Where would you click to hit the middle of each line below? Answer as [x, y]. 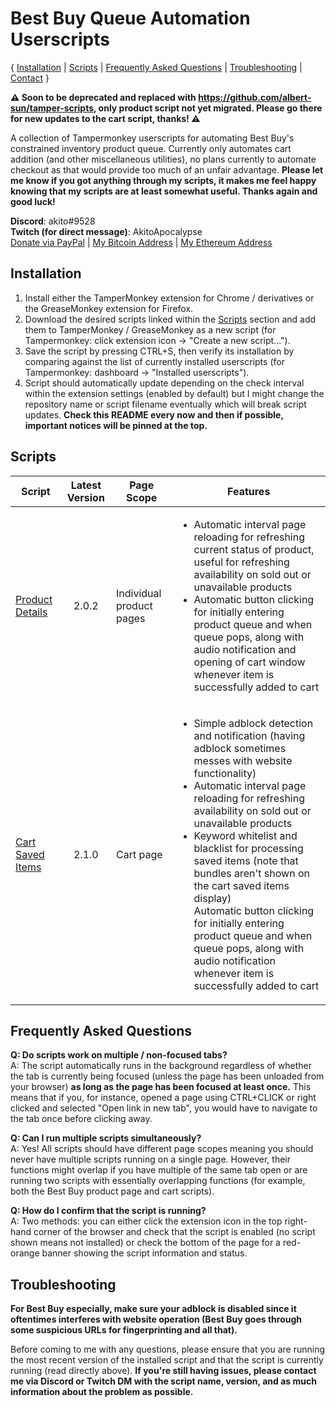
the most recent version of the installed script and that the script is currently [167, 1360]
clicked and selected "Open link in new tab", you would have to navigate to [164, 1108]
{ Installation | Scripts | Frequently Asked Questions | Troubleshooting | [156, 67]
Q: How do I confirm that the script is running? [108, 1211]
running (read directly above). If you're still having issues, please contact [163, 1371]
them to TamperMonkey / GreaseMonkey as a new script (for [150, 329]
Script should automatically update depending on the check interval [164, 383]
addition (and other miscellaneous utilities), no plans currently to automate [163, 159]
